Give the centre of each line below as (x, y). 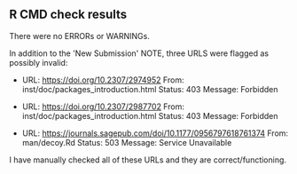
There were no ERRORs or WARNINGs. (80, 36)
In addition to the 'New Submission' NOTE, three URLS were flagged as (139, 53)
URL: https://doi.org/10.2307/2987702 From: (103, 107)
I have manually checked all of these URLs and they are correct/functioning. (148, 160)
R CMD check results (68, 15)
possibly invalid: (39, 62)
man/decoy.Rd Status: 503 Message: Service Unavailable (127, 142)
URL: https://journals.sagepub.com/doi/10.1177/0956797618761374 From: (155, 133)
